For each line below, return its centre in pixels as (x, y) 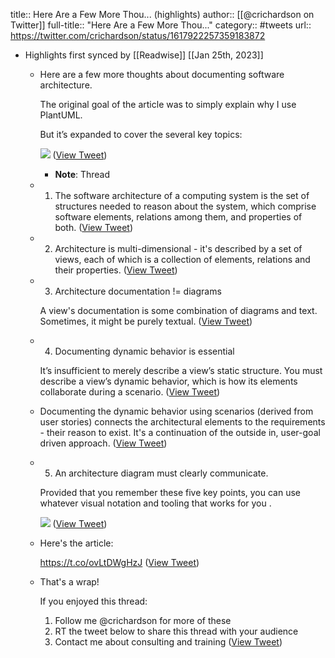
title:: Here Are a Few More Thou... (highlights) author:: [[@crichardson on (162, 14)
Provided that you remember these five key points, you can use (170, 492)
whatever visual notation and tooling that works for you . (155, 503)
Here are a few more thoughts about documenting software (162, 74)
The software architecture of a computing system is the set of (182, 195)
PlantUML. (61, 115)
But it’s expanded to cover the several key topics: (141, 134)
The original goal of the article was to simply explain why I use (168, 104)
